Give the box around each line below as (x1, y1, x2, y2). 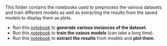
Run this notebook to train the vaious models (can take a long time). (12, 30, 154, 35)
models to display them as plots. (5, 15, 72, 20)
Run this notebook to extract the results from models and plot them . (12, 35, 155, 41)
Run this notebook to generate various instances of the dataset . (12, 24, 147, 30)
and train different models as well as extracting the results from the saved (5, 9, 157, 15)
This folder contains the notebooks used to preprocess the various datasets (5, 4, 162, 10)
